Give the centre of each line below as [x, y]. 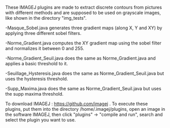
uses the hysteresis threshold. [37, 79]
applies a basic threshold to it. [37, 63]
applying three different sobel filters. [43, 33]
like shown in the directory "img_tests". [46, 18]
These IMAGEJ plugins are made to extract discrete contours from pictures [84, 7]
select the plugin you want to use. [41, 120]
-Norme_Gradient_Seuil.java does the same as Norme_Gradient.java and [80, 58]
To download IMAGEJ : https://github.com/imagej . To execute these [77, 104]
